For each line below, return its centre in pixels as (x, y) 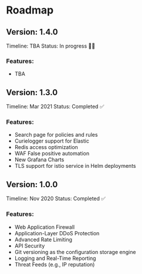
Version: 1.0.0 (32, 185)
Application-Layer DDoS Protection (57, 233)
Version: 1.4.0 (32, 32)
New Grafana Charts (39, 160)
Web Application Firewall (45, 227)
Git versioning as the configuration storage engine (75, 252)
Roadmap (30, 10)
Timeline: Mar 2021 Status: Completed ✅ (55, 107)
